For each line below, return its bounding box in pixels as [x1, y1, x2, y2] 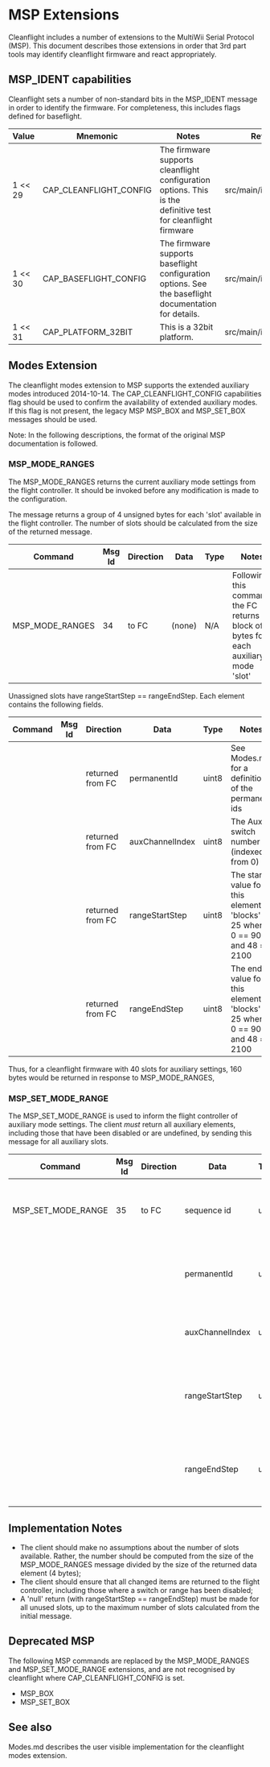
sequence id [184, 1205, 231, 1216]
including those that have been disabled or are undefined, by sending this [8, 1128, 252, 1138]
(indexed [230, 846, 264, 857]
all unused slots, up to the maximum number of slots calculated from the [19, 1602, 260, 1612]
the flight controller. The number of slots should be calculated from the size [8, 518, 259, 528]
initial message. [19, 1611, 72, 1620]
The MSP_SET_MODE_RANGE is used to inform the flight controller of [8, 1111, 239, 1121]
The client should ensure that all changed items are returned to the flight [19, 1577, 260, 1587]
